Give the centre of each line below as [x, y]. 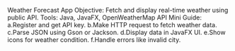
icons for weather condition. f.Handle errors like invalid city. [94, 40]
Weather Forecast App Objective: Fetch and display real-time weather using [118, 10]
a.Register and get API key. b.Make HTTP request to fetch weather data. [112, 25]
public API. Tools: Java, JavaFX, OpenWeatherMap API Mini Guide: [104, 17]
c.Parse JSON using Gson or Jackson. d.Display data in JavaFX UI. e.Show [116, 32]
